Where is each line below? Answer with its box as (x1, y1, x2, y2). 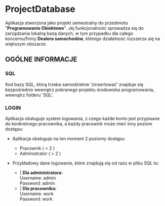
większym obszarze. (5, 41, 47, 47)
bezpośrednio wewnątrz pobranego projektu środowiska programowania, (5, 87, 155, 93)
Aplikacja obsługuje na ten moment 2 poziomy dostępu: (12, 135, 126, 142)
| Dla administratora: (19, 169, 63, 175)
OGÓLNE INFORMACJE (5, 55, 78, 64)
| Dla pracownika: (19, 185, 57, 191)
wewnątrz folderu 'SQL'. (5, 92, 54, 98)
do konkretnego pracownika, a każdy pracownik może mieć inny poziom (5, 120, 153, 127)
